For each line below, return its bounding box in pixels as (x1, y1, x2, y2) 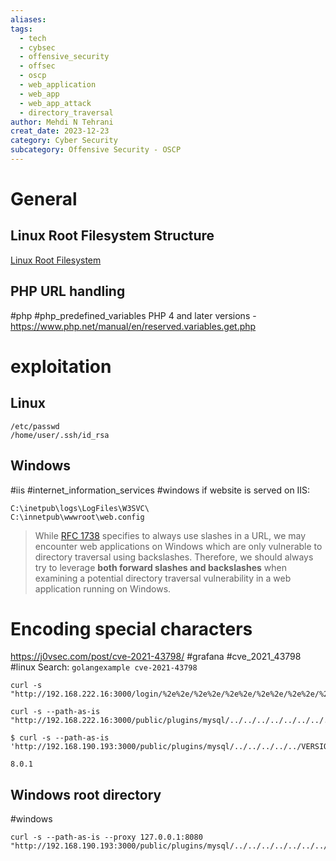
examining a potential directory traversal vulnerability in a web (34, 572, 292, 584)
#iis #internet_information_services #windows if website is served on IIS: (10, 484, 311, 496)
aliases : (10, 14, 47, 25)
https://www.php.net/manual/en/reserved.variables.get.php (10, 320, 257, 332)
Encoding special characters (10, 617, 253, 640)
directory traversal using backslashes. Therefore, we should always (34, 551, 314, 563)
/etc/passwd (10, 421, 60, 431)
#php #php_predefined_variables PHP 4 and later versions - (10, 309, 257, 321)
